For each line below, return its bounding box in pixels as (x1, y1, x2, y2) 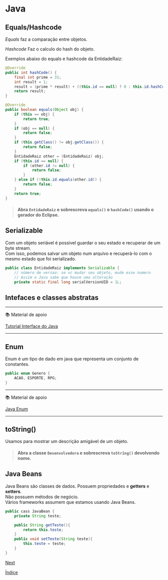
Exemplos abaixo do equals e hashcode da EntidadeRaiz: (5, 56, 122, 62)
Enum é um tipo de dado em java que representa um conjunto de (5, 356, 139, 362)
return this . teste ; (23, 527, 64, 532)
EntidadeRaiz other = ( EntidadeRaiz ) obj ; (14, 154, 104, 159)
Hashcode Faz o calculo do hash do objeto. (5, 46, 95, 52)
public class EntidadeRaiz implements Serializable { (5, 265, 120, 270)
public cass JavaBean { (5, 509, 55, 514)
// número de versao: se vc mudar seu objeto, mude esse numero (14, 270, 151, 275)
